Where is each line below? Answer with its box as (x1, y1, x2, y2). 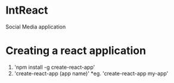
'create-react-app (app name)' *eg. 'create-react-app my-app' (14, 69, 169, 77)
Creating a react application (5, 44, 147, 58)
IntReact (5, 4, 48, 17)
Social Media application (5, 23, 66, 30)
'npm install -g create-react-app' (14, 63, 95, 71)
